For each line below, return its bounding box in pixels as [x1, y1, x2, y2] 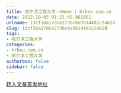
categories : [6, 42, 36, 48]
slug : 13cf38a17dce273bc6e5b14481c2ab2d [6, 25, 108, 31]
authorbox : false [6, 58, 49, 64]
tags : [6, 31, 20, 37]
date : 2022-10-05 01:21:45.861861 [6, 14, 92, 20]
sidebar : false [6, 63, 44, 70]
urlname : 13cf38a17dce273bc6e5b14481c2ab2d [6, 20, 116, 25]
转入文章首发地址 [6, 81, 48, 88]
